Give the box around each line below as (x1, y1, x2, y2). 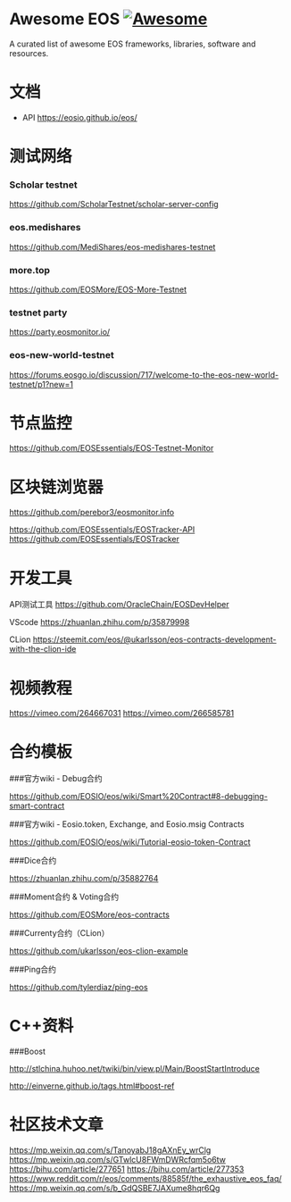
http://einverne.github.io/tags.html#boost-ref (9, 1081, 175, 1091)
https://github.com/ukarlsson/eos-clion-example (9, 946, 189, 956)
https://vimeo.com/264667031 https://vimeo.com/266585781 (9, 708, 235, 719)
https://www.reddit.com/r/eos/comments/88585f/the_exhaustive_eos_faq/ (9, 1173, 283, 1184)
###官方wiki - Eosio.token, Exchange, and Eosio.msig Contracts (9, 819, 245, 830)
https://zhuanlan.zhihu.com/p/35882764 (9, 873, 159, 884)
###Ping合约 (9, 964, 56, 975)
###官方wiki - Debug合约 (9, 773, 103, 784)
